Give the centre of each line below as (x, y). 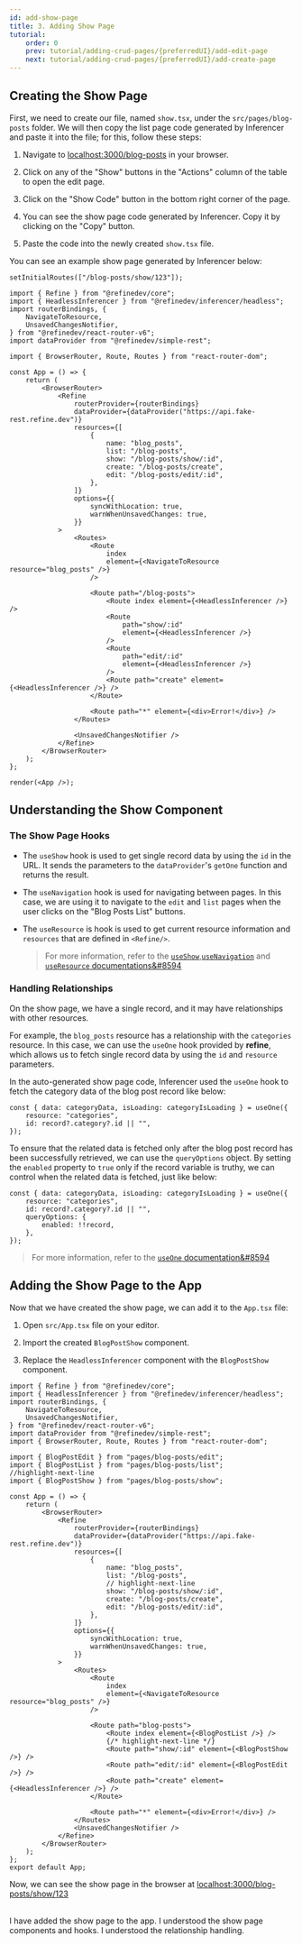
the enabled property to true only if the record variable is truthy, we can (142, 1167)
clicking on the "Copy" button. (78, 225)
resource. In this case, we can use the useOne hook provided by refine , (140, 1045)
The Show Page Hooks (59, 836)
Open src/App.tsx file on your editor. (91, 1325)
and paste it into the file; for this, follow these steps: (105, 137)
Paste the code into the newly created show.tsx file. (118, 243)
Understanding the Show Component (116, 810)
